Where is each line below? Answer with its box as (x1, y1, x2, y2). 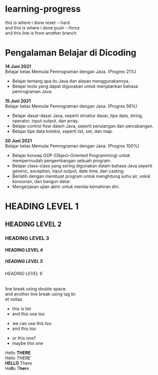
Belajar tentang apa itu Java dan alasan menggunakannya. (12, 78, 130, 84)
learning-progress (5, 3, 81, 15)
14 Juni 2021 (5, 63, 31, 69)
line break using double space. (5, 285, 67, 292)
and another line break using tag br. (5, 291, 77, 297)
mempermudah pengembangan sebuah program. (12, 158, 111, 164)
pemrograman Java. (12, 88, 53, 94)
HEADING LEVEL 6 (5, 270, 43, 276)
